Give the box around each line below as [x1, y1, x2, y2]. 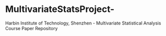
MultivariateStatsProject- [5, 3, 115, 15]
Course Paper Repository [5, 25, 58, 31]
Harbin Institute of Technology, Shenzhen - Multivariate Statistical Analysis [5, 20, 161, 26]
